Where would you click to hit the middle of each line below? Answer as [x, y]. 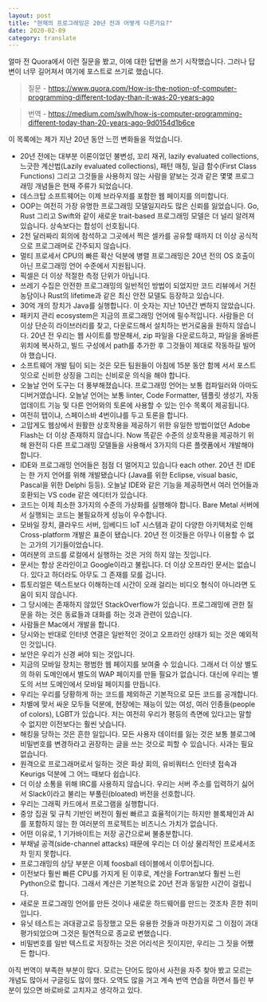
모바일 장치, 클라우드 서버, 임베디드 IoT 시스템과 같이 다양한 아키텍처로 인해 [136, 525]
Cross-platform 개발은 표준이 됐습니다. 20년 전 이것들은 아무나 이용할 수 [133, 535]
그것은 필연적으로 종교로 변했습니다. [116, 933]
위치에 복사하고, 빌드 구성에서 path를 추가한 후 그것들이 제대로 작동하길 [130, 346]
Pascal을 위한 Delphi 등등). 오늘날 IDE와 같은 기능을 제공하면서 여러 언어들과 [139, 485]
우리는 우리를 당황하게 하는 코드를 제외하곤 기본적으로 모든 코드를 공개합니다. [139, 694]
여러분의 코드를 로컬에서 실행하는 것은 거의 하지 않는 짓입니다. [116, 555]
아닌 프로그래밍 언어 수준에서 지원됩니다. [82, 266]
